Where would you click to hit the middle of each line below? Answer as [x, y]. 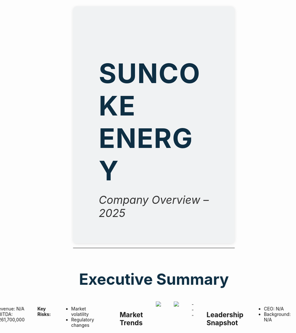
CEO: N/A [274, 308]
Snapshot [222, 323]
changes [80, 325]
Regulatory [83, 320]
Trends [131, 323]
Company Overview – [154, 200]
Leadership [225, 315]
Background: [277, 314]
